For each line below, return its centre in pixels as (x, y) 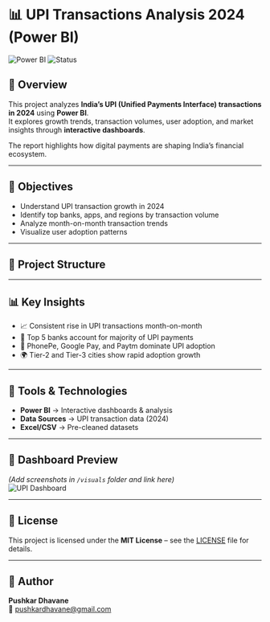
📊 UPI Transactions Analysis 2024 (127, 15)
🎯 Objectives (41, 187)
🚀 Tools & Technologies (68, 391)
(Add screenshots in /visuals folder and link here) (92, 479)
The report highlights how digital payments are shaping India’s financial (126, 145)
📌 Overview (38, 85)
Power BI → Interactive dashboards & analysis (96, 410)
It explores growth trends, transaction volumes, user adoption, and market (131, 121)
